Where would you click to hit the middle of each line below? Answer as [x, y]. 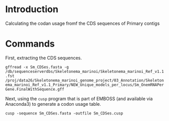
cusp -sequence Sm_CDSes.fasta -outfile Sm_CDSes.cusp [64, 113]
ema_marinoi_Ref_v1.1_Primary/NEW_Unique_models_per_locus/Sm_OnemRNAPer [85, 85]
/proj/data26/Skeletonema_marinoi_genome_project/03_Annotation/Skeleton [85, 80]
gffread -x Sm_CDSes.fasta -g [37, 67]
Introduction [32, 9]
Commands [30, 44]
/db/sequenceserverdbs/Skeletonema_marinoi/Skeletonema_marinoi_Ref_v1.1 [85, 71]
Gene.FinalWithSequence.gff [35, 89]
